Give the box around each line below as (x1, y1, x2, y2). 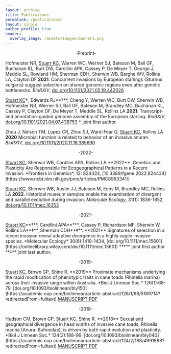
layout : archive (5, 7, 40, 13)
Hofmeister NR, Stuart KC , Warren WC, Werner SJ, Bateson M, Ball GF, (5, 60, 154, 66)
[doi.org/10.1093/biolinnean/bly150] (13, 285, 87, 291)
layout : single (5, 21, 38, 27)
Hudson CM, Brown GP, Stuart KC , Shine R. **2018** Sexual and (5, 316, 144, 322)
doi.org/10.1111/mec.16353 (5, 202, 59, 208)
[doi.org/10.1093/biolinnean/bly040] (84, 332, 159, 338)
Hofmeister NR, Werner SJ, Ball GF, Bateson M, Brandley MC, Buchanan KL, (5, 102, 164, 108)
